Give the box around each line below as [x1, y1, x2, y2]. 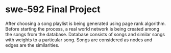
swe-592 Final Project [5, 4, 101, 15]
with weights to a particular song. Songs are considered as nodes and [5, 37, 153, 43]
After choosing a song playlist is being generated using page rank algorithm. [5, 20, 166, 26]
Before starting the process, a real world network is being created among [5, 25, 160, 32]
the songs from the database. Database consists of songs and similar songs [5, 31, 165, 37]
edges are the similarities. [5, 42, 60, 48]
